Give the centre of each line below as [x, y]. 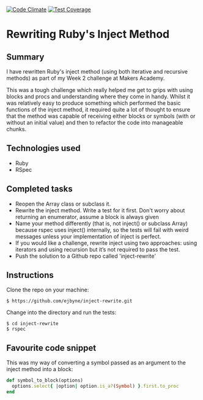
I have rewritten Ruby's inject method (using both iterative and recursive [97, 71]
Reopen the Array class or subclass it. [63, 204]
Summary [25, 57]
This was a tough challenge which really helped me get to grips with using [100, 90]
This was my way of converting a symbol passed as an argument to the [96, 363]
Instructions [30, 275]
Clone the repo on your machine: [48, 290]
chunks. [16, 129]
